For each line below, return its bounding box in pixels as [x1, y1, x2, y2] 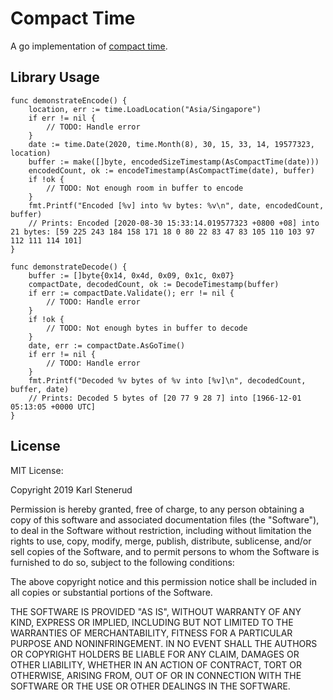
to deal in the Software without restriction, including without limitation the [10, 524, 312, 536]
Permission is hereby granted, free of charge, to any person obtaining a [10, 503, 305, 515]
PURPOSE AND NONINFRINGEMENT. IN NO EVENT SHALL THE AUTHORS [10, 637, 318, 649]
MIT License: [10, 464, 64, 476]
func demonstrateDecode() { [10, 262, 128, 272]
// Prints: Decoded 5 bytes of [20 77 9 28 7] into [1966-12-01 [28, 393, 302, 403]
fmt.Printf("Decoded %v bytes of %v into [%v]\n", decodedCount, [28, 375, 307, 386]
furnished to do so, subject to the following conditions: [10, 556, 235, 568]
